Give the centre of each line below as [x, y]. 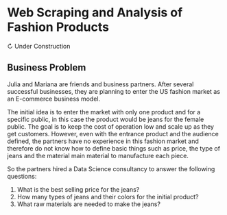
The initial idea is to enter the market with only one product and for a [104, 112]
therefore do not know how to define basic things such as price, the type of [114, 148]
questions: [22, 176]
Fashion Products [58, 27]
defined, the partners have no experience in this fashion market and [103, 141]
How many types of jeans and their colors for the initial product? [108, 197]
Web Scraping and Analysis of [95, 13]
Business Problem [47, 67]
